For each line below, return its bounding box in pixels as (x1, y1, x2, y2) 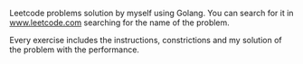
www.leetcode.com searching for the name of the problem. (9, 17, 231, 28)
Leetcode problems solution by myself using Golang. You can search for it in (9, 8, 294, 18)
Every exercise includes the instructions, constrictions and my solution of (9, 35, 282, 45)
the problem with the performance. (9, 44, 140, 55)
